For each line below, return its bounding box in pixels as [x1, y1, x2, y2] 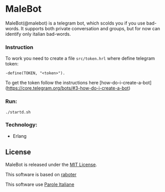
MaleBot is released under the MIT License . [5, 161, 97, 167]
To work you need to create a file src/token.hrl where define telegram [5, 55, 155, 61]
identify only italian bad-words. [5, 31, 71, 37]
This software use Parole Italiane [5, 181, 74, 187]
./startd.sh [5, 110, 31, 115]
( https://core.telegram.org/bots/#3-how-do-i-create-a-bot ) [5, 85, 131, 91]
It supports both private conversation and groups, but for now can [20, 25, 160, 31]
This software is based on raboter [5, 171, 77, 177]
